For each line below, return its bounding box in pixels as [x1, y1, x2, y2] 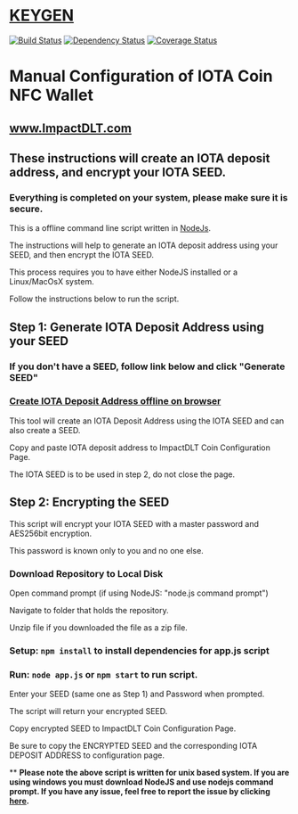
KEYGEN [9, 5, 74, 26]
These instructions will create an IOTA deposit [9, 151, 270, 166]
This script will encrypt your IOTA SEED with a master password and [9, 518, 260, 529]
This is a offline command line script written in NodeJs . [9, 223, 212, 234]
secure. [9, 202, 44, 215]
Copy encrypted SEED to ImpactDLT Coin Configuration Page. [9, 723, 237, 734]
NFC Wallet [9, 86, 93, 105]
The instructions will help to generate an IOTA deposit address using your [9, 240, 278, 251]
